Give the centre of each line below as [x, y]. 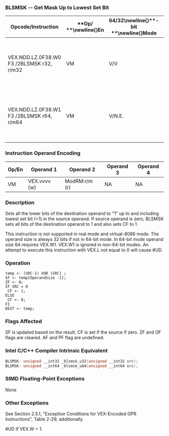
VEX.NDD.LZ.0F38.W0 [34, 57]
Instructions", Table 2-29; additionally [44, 419]
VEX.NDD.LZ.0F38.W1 [34, 110]
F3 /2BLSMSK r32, [30, 64]
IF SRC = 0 [17, 287]
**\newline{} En [85, 30]
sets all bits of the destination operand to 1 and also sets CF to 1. [72, 224]
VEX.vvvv [39, 181]
